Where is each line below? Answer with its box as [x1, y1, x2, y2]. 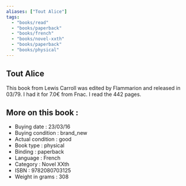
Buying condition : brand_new [14, 129, 87, 137]
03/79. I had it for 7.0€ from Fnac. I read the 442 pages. [6, 91, 142, 98]
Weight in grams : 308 [14, 173, 69, 180]
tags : [6, 14, 19, 20]
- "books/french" [11, 31, 54, 36]
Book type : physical [14, 142, 65, 149]
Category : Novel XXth [14, 161, 70, 168]
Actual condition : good [14, 136, 72, 143]
